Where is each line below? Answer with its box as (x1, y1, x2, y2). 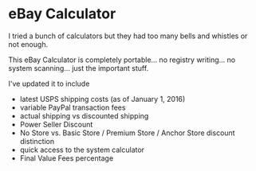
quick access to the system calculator (19, 145, 145, 154)
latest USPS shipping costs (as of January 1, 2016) (19, 94, 186, 103)
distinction (19, 136, 55, 146)
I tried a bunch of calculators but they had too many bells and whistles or (8, 31, 248, 41)
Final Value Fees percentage (19, 153, 114, 163)
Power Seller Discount (19, 119, 93, 129)
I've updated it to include (8, 79, 90, 88)
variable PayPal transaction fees (19, 103, 126, 112)
